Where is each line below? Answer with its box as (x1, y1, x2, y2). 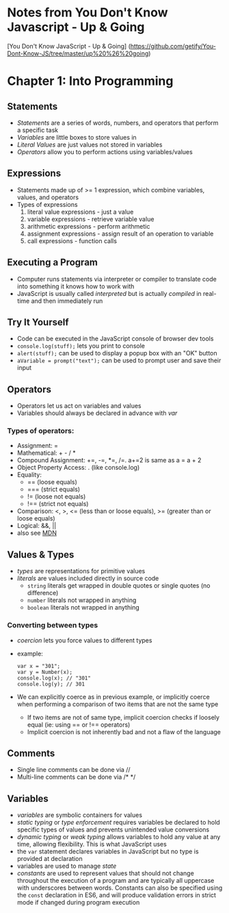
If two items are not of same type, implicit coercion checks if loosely (27, 713, 220, 721)
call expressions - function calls (27, 236, 118, 245)
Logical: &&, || (16, 522, 57, 530)
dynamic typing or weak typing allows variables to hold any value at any (16, 833, 221, 841)
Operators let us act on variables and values (16, 402, 142, 410)
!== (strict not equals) (27, 500, 89, 508)
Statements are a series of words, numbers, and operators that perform (16, 118, 219, 127)
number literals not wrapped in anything (27, 596, 137, 604)
